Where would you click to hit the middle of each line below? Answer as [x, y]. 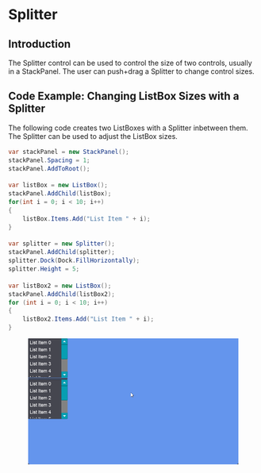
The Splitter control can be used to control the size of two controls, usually [130, 63]
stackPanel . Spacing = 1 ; [49, 160]
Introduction [40, 44]
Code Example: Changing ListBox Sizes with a [124, 96]
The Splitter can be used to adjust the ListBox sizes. [93, 136]
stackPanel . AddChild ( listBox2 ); [61, 294]
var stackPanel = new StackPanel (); [69, 152]
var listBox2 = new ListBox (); [60, 286]
